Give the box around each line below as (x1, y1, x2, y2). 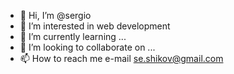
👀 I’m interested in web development (19, 20, 171, 32)
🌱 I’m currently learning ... (19, 31, 127, 42)
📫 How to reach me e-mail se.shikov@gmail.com (19, 53, 224, 64)
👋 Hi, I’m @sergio (19, 10, 92, 21)
